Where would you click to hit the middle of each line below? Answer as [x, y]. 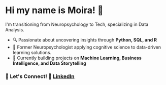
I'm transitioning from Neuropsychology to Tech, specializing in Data [77, 24]
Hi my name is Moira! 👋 [54, 10]
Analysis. [15, 29]
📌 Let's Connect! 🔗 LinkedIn [40, 76]
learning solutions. [32, 52]
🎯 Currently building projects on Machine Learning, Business [77, 58]
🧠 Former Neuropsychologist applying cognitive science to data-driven [87, 47]
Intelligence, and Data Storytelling [49, 63]
